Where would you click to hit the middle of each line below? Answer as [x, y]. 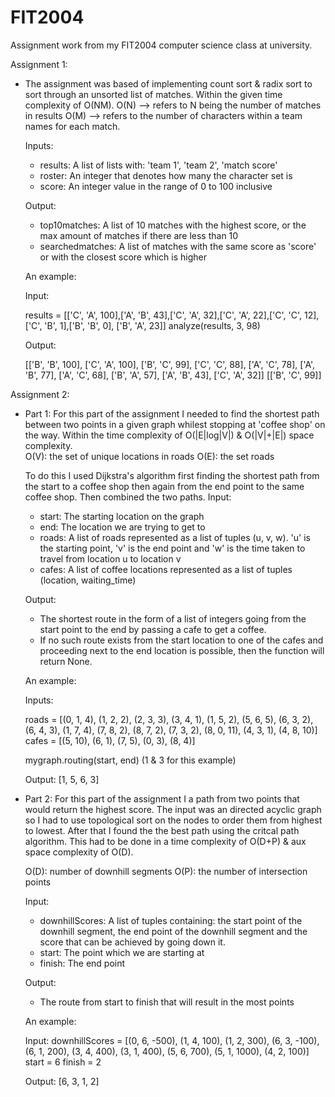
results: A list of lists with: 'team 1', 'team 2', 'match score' [158, 165]
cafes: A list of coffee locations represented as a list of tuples [166, 569]
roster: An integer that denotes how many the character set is [166, 175]
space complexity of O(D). [79, 852]
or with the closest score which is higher [123, 257]
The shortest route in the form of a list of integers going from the [173, 618]
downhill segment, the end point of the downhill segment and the [173, 931]
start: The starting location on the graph [122, 516]
